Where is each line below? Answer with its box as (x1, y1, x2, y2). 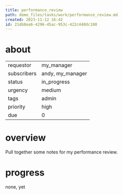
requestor (8, 62, 32, 69)
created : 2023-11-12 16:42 (5, 17, 63, 22)
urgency (8, 86, 28, 94)
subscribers (8, 70, 37, 77)
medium (41, 86, 61, 94)
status (8, 78, 23, 85)
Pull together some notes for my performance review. (5, 149, 118, 155)
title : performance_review (5, 7, 63, 13)
